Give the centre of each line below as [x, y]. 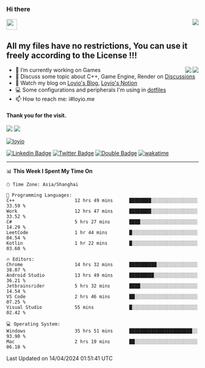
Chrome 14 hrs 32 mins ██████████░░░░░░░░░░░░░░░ [102, 265]
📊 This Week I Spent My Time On [49, 171]
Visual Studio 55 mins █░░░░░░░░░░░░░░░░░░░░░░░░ [102, 308]
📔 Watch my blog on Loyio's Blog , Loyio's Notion [76, 83]
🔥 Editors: [20, 259]
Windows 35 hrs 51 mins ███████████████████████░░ [102, 331]
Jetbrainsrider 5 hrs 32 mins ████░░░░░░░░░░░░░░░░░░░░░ [102, 286]
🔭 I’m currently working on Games [58, 70]
